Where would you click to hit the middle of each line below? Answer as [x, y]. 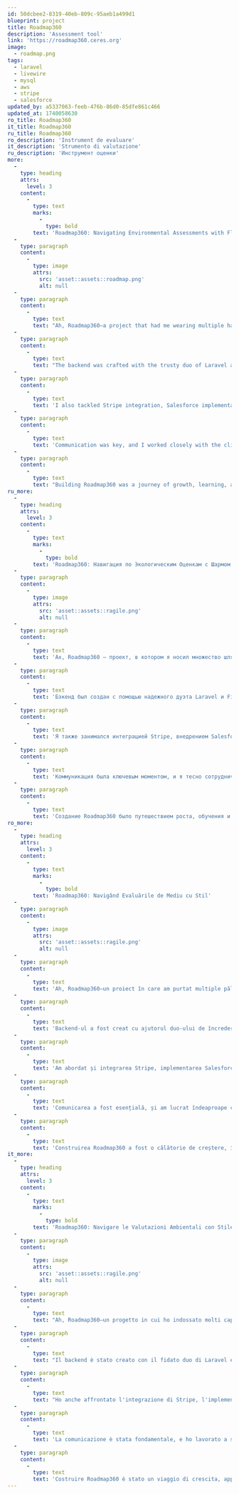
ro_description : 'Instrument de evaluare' [71, 140]
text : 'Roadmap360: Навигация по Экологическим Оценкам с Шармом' [133, 564]
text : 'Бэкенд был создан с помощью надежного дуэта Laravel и [128, 697]
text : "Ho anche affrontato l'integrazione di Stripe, [116, 1400]
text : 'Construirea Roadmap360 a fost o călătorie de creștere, [130, 1148]
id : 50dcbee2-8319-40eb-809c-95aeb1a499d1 [71, 14]
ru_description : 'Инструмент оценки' [63, 153]
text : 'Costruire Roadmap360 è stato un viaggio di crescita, [127, 1479]
